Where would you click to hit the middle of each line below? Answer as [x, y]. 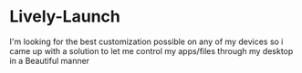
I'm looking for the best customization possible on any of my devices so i [146, 41]
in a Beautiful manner [49, 60]
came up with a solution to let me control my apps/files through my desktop [151, 50]
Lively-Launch [65, 17]
